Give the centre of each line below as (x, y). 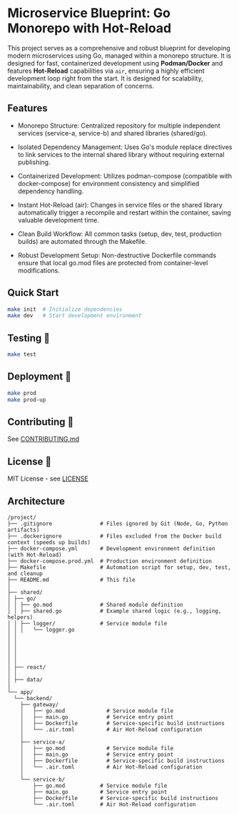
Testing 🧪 (29, 338)
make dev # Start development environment (75, 316)
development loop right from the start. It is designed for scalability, (105, 78)
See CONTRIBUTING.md (44, 439)
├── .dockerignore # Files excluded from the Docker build (115, 536)
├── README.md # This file (71, 580)
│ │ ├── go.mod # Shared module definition (95, 605)
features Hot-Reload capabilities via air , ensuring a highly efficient (106, 71)
